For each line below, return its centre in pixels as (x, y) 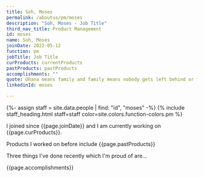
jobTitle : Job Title (32, 57)
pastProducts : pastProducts (42, 68)
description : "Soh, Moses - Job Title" (57, 23)
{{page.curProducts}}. (34, 132)
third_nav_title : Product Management (54, 29)
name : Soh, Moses (28, 40)
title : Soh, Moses (29, 12)
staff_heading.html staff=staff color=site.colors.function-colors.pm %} (94, 114)
